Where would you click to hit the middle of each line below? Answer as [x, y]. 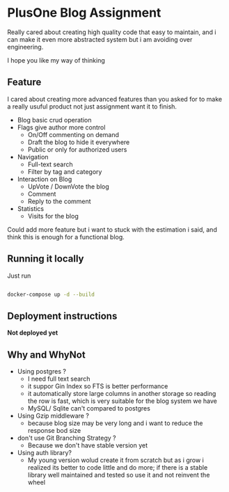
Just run [19, 276]
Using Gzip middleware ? [53, 416]
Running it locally [46, 259]
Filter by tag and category [65, 171]
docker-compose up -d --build [51, 294]
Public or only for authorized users [77, 149]
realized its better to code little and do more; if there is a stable [118, 468]
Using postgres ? [41, 372]
